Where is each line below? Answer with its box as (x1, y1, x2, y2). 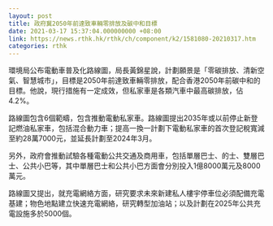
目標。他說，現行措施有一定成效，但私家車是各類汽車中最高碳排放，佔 (8, 86, 244, 96)
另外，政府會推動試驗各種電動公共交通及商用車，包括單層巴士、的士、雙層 (8, 151, 258, 161)
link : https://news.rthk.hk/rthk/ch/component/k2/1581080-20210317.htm (8, 34, 256, 43)
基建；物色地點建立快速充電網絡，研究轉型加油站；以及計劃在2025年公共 (8, 198, 254, 208)
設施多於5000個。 (15, 209, 76, 219)
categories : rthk (8, 42, 67, 50)
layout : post (8, 11, 53, 20)
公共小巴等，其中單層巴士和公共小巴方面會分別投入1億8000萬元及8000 (22, 161, 262, 171)
